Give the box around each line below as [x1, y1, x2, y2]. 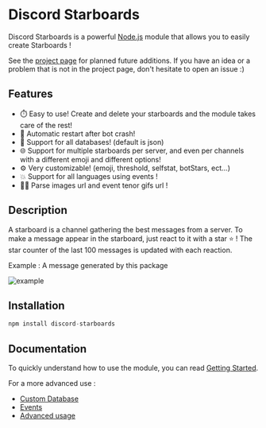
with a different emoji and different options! [19, 154, 161, 164]
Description [8, 204, 67, 217]
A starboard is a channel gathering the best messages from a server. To [8, 224, 244, 234]
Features [8, 88, 53, 101]
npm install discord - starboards [8, 320, 115, 328]
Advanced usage [19, 411, 75, 421]
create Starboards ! [8, 40, 71, 49]
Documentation [8, 342, 87, 356]
